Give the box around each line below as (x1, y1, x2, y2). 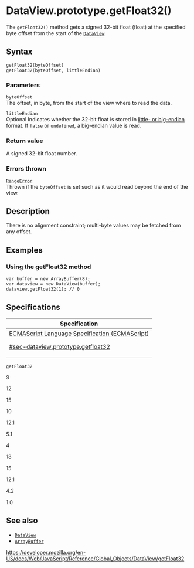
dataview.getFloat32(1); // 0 (6, 286, 80, 292)
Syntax (6, 47, 33, 57)
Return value (6, 137, 43, 145)
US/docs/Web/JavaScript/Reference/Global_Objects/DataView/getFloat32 (6, 555, 185, 562)
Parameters (6, 81, 40, 89)
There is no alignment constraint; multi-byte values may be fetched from (6, 222, 181, 229)
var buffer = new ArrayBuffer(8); (6, 276, 91, 282)
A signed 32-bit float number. (6, 150, 77, 157)
